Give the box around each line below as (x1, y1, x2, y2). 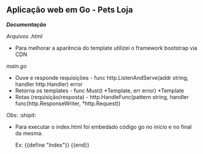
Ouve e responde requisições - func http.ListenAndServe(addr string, (15, 74, 189, 81)
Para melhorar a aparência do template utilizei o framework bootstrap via (15, 44, 198, 51)
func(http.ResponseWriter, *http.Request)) (15, 100, 121, 107)
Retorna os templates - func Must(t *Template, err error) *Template (15, 87, 185, 94)
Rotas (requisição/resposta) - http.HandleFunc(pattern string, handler (15, 93, 189, 100)
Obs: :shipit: (6, 111, 36, 118)
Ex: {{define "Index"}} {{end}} (15, 141, 90, 149)
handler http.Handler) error (15, 80, 83, 88)
